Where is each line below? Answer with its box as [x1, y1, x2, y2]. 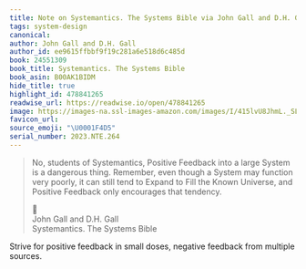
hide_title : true [9, 81, 76, 90]
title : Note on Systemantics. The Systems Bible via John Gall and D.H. [9, 13, 291, 23]
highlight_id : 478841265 [9, 89, 104, 98]
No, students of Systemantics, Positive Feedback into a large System [31, 157, 291, 168]
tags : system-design [9, 22, 88, 31]
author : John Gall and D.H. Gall [9, 38, 137, 48]
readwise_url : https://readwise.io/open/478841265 [9, 98, 206, 108]
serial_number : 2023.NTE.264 [9, 132, 120, 141]
